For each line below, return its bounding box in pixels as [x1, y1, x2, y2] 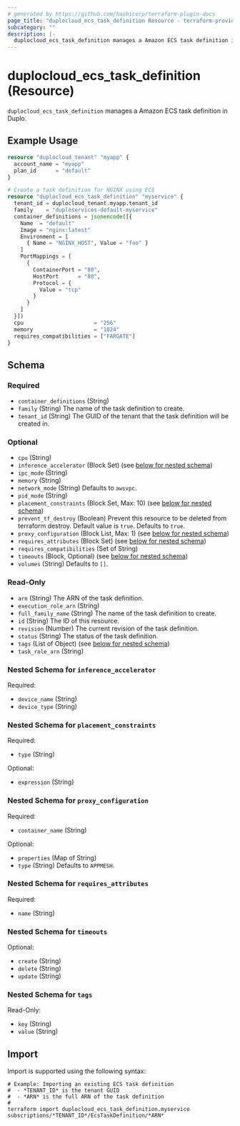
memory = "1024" [14, 326, 120, 333]
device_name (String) [17, 694, 77, 703]
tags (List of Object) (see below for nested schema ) [17, 639, 170, 648]
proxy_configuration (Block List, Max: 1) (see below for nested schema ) [17, 529, 230, 538]
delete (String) [17, 965, 62, 973]
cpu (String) [17, 453, 52, 462]
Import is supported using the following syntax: [7, 1067, 146, 1075]
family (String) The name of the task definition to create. [17, 404, 185, 413]
